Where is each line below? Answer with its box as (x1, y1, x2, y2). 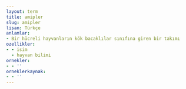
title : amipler (6, 14, 44, 20)
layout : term (6, 8, 38, 15)
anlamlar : (6, 30, 31, 36)
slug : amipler (6, 19, 41, 25)
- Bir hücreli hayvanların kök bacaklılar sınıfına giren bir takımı (6, 36, 181, 42)
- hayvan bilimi (11, 52, 51, 58)
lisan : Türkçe (6, 25, 41, 31)
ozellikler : (6, 42, 35, 47)
